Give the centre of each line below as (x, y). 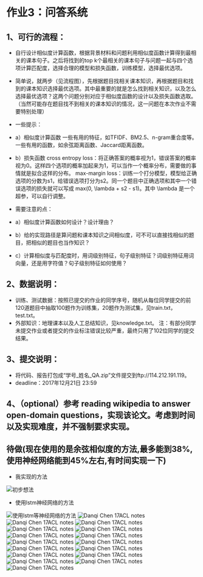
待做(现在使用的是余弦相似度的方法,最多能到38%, (100, 449)
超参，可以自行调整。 (42, 196)
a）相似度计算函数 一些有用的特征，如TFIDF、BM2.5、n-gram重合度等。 (106, 137)
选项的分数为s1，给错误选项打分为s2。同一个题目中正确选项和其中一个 (103, 181)
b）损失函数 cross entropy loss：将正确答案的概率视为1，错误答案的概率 (105, 158)
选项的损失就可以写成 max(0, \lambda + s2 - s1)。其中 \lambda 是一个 (108, 188)
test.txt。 (26, 315)
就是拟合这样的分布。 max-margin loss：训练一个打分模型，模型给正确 (109, 173)
